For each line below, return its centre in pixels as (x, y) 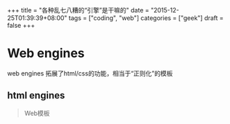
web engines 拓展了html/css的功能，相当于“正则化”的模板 (90, 73)
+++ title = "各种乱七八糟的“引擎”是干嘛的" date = (78, 10)
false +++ (21, 25)
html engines (36, 96)
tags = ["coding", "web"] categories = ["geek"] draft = (146, 18)
